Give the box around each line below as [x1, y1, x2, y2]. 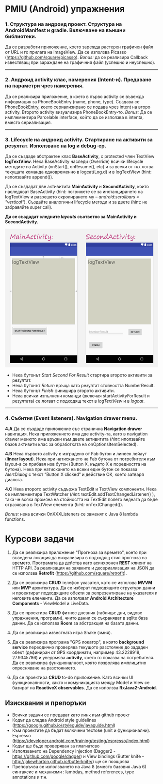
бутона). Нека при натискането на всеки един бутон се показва [5, 467, 138, 472]
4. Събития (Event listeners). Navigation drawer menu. [5, 414, 137, 421]
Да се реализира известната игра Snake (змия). [12, 629, 113, 635]
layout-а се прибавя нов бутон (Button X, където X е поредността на [5, 461, 147, 467]
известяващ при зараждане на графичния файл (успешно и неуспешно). [5, 59, 156, 65]
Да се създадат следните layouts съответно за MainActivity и [5, 214, 137, 220]
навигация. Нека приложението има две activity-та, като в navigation [5, 431, 148, 437]
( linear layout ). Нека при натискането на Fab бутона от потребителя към [5, 456, 156, 462]
